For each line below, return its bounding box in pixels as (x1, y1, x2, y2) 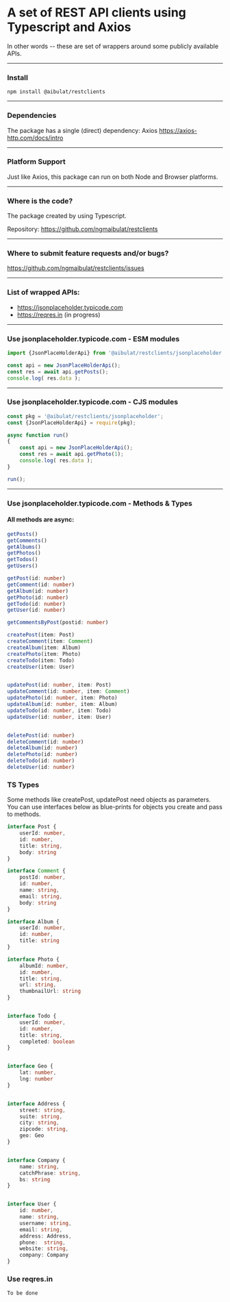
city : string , (19, 1119, 60, 1127)
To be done (7, 1290, 38, 1297)
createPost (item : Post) (7, 632, 75, 639)
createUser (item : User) (7, 663, 75, 670)
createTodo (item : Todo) (7, 656, 75, 664)
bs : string (19, 1176, 51, 1183)
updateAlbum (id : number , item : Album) (7, 701, 118, 708)
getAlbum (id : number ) (7, 587, 69, 594)
